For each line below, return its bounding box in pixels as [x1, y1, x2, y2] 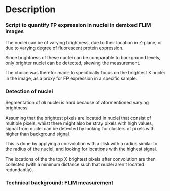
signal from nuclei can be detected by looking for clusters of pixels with [5, 125, 155, 131]
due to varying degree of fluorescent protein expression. [5, 45, 124, 51]
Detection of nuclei [5, 88, 53, 95]
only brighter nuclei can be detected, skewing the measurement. [5, 60, 141, 66]
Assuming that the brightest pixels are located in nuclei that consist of [5, 114, 151, 121]
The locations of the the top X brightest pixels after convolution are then [5, 156, 156, 162]
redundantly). [5, 166, 34, 173]
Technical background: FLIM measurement [5, 179, 113, 186]
